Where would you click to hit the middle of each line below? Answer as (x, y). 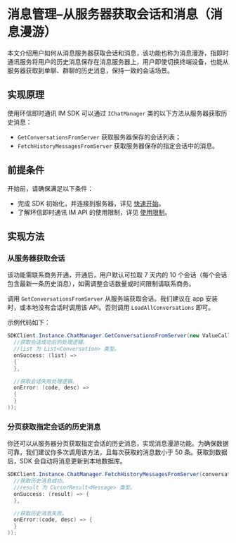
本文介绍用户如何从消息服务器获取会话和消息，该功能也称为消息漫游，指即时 (118, 53)
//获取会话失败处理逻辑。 (46, 381)
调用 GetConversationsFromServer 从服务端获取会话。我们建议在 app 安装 (112, 299)
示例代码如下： (29, 323)
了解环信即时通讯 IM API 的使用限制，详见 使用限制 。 (94, 212)
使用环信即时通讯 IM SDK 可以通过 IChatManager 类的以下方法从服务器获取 (114, 113)
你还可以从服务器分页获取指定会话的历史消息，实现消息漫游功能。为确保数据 (118, 444)
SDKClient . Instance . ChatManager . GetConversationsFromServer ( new (103, 336)
